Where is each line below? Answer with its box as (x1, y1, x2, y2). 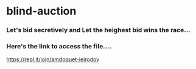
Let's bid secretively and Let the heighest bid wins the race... (6, 26, 191, 34)
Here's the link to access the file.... (6, 42, 111, 51)
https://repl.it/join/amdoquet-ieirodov (6, 56, 100, 63)
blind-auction (6, 4, 77, 18)
